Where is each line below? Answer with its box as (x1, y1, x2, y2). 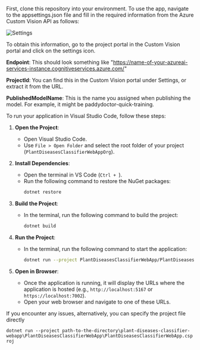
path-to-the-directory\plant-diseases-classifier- (62, 327, 190, 333)
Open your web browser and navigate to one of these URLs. (23, 298, 171, 305)
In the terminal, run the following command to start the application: (23, 245, 187, 252)
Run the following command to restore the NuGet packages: (23, 178, 171, 184)
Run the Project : (14, 234, 55, 241)
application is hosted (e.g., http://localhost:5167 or (23, 286, 153, 293)
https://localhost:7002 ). (23, 292, 86, 299)
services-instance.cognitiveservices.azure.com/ (6, 65, 125, 72)
